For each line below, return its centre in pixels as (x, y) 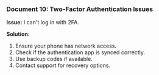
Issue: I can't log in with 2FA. (43, 23)
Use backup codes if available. (54, 59)
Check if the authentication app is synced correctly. (80, 52)
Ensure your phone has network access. (66, 46)
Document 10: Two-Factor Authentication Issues (80, 9)
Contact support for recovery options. (63, 65)
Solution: (18, 34)
